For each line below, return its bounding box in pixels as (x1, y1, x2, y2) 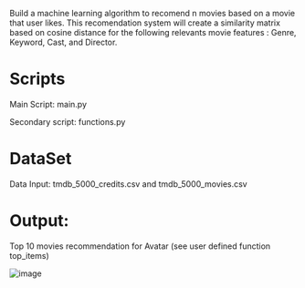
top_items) (9, 250, 50, 261)
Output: (9, 211, 69, 231)
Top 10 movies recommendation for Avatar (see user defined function (9, 241, 271, 252)
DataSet (9, 149, 72, 170)
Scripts (9, 68, 66, 89)
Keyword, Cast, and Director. (9, 36, 118, 47)
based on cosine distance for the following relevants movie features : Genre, (9, 27, 297, 37)
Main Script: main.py (9, 98, 87, 109)
